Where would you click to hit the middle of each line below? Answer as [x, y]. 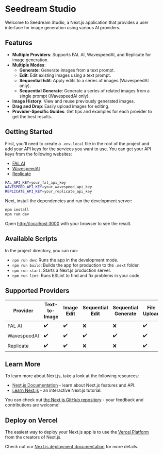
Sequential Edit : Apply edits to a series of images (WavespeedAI [84, 80]
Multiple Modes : [29, 65]
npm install [17, 210]
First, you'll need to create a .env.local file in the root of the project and [77, 143]
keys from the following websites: [39, 154]
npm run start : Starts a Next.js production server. [62, 270]
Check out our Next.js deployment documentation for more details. [72, 447]
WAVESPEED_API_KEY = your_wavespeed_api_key [49, 187]
